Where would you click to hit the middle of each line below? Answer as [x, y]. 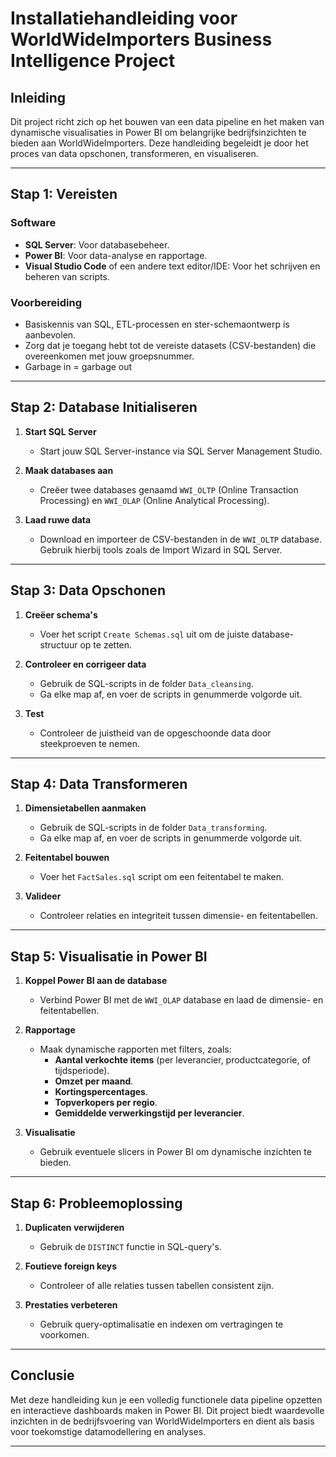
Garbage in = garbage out [78, 366]
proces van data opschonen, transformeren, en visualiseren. [134, 153]
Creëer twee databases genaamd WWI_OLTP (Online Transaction [169, 489]
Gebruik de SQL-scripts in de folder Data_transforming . [153, 828]
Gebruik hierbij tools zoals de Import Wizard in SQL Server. [161, 549]
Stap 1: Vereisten [64, 194]
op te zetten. [106, 644]
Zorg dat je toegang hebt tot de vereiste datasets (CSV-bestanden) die [170, 345]
